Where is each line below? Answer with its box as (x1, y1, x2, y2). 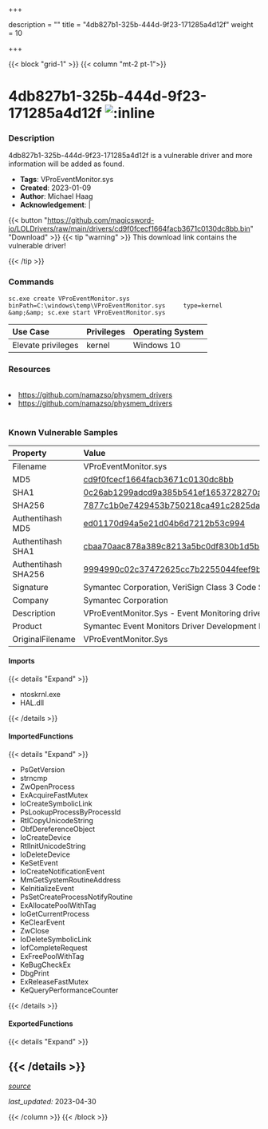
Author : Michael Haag (19, 192, 93, 201)
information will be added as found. (8, 159, 125, 168)
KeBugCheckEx (19, 960, 72, 969)
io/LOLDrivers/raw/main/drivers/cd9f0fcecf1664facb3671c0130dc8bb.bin (8, 224, 251, 234)
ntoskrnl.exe (19, 689, 61, 699)
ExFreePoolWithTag (19, 951, 85, 961)
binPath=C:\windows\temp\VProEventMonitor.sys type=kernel (8, 301, 223, 310)
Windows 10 (132, 339, 181, 351)
